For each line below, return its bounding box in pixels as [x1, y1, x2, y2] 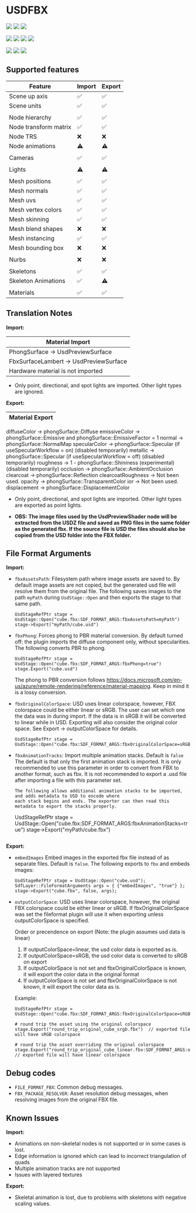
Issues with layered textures [14, 1171, 82, 1178]
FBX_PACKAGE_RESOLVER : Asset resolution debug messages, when [14, 1090, 169, 1097]
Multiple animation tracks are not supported [14, 1165, 121, 1172]
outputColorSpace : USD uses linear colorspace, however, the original [14, 898, 180, 905]
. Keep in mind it [150, 683, 189, 690]
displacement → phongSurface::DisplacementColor [6, 484, 130, 491]
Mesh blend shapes [9, 224, 63, 233]
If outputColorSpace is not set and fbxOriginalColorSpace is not [23, 977, 177, 984]
